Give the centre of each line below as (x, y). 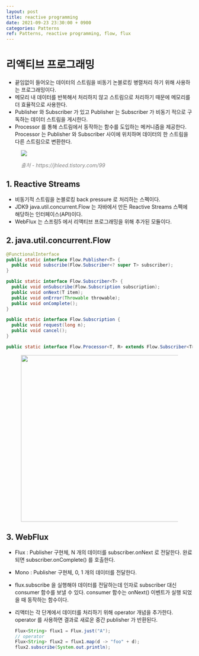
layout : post (22, 12)
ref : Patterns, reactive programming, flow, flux (69, 34)
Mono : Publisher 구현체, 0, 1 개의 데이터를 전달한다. (76, 572)
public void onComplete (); (45, 303)
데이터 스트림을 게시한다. (59, 120)
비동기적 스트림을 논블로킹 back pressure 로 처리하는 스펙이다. (88, 199)
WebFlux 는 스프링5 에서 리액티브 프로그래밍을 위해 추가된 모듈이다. (93, 221)
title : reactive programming (42, 17)
